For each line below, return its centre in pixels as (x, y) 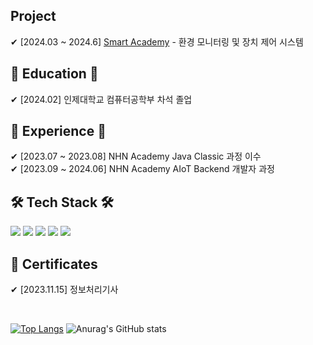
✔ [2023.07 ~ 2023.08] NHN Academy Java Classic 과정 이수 (136, 156)
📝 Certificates (54, 264)
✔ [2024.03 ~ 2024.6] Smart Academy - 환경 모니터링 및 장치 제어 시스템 (157, 41)
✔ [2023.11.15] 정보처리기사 (64, 290)
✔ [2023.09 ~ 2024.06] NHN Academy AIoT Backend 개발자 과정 (142, 169)
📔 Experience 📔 (58, 131)
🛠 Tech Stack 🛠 (62, 202)
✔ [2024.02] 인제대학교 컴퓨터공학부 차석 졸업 (101, 99)
